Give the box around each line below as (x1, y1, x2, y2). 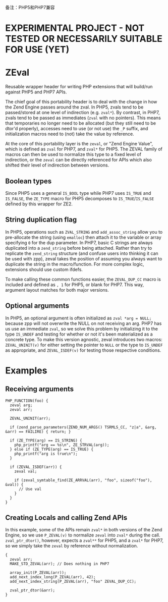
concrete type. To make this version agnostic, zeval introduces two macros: (5, 336, 162, 342)
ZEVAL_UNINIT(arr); (10, 416, 51, 421)
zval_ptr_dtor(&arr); (10, 588, 55, 593)
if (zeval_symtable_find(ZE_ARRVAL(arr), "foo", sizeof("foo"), (14, 477, 152, 483)
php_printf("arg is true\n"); (14, 451, 78, 456)
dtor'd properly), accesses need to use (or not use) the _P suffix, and (5, 126, 148, 132)
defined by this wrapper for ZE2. (5, 201, 73, 207)
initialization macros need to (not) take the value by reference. (5, 131, 135, 137)
